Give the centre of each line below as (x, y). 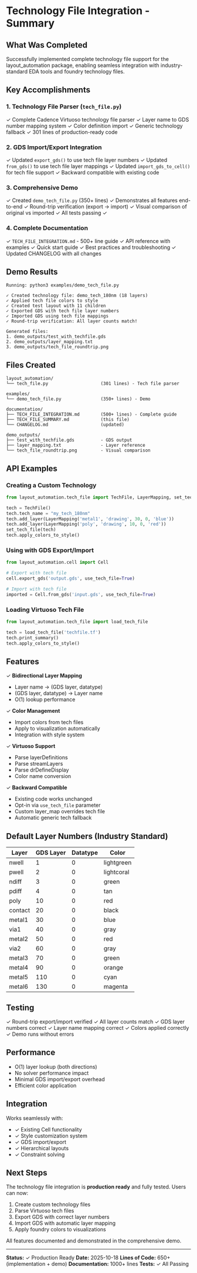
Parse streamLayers (39, 764)
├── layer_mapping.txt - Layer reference (76, 445)
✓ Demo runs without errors (40, 1034)
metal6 (18, 986)
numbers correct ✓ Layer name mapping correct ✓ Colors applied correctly (98, 1028)
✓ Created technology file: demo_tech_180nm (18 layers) (77, 296)
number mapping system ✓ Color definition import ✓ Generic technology (94, 126)
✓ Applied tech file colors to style (52, 301)
